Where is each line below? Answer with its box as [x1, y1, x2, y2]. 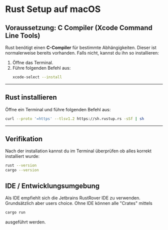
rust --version [5, 163, 37, 168]
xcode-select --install [12, 75, 62, 80]
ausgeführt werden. [5, 219, 46, 225]
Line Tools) [5, 31, 40, 40]
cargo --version [5, 168, 39, 173]
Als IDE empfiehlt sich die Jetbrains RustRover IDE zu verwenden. [5, 194, 141, 201]
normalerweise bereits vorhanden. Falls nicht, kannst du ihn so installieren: [5, 50, 159, 56]
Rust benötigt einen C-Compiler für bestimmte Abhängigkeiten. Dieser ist [5, 45, 156, 51]
